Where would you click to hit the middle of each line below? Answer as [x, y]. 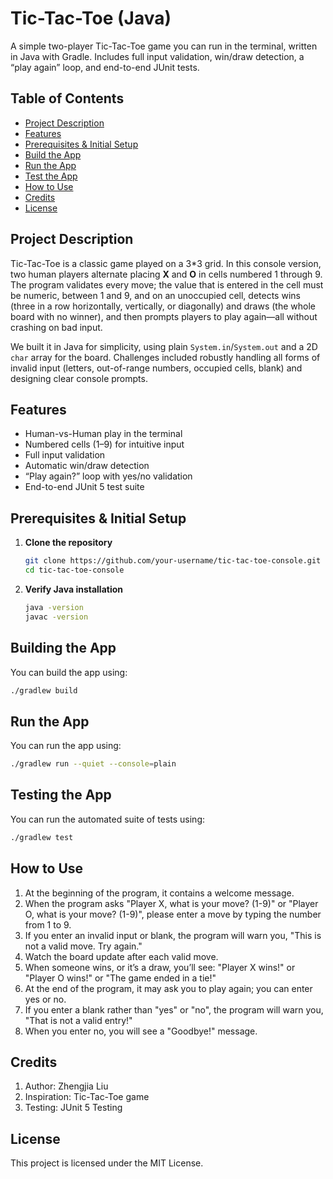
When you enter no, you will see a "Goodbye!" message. [141, 1031]
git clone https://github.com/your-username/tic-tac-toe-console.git [173, 561]
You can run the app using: [66, 746]
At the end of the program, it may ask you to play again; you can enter [168, 988]
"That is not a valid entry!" [78, 1020]
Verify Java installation [73, 589]
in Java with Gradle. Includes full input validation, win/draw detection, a [157, 56]
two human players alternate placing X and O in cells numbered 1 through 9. [166, 274]
